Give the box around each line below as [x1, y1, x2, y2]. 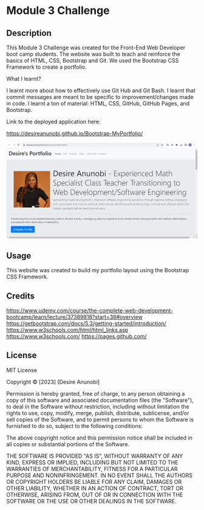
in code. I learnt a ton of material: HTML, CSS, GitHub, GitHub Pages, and [6, 100, 190, 107]
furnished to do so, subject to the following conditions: [6, 422, 143, 429]
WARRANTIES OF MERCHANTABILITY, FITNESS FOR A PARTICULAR [6, 465, 178, 472]
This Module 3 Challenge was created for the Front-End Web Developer [6, 44, 186, 51]
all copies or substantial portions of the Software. [6, 440, 129, 447]
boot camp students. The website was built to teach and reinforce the [6, 50, 180, 58]
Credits [6, 291, 35, 301]
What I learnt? [6, 75, 41, 82]
